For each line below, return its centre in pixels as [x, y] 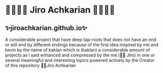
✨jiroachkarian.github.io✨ [46, 28]
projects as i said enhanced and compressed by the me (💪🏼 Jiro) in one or [80, 55]
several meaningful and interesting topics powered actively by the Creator [80, 60]
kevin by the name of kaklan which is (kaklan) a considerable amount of [78, 50]
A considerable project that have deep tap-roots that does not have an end [81, 39]
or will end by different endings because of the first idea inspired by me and [82, 45]
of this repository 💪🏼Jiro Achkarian [41, 65]
